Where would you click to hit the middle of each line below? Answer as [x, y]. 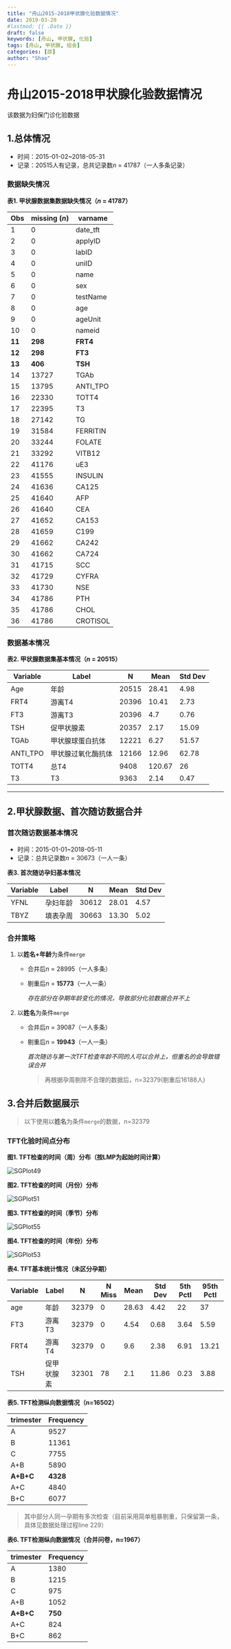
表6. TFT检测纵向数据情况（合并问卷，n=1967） [76, 1540]
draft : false [26, 33]
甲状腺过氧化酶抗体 [81, 754]
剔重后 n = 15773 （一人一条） [69, 983]
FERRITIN [91, 430]
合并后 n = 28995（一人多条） [69, 969]
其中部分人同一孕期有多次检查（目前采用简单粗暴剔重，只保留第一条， [123, 1516]
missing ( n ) [50, 218]
